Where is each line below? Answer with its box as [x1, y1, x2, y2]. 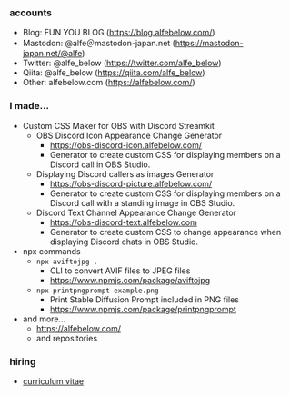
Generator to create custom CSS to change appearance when [49, 226, 282, 237]
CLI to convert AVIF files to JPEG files [49, 265, 191, 276]
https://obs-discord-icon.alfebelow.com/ [49, 139, 203, 151]
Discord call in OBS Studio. [49, 159, 151, 170]
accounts [9, 6, 53, 19]
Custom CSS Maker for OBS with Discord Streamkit [22, 120, 215, 131]
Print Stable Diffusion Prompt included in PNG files [49, 293, 239, 305]
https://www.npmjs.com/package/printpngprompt [49, 303, 236, 314]
